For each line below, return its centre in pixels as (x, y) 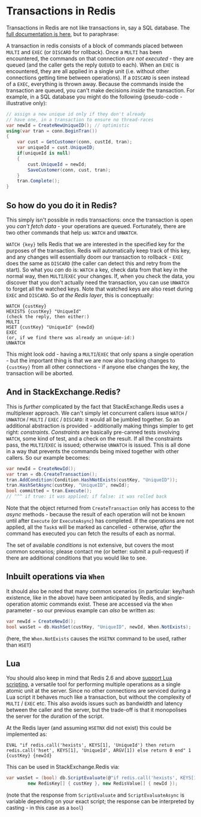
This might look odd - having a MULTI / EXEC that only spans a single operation (100, 354)
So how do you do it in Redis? (62, 205)
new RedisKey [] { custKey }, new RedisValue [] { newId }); (103, 784)
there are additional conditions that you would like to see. (77, 558)
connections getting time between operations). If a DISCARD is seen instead (98, 77)
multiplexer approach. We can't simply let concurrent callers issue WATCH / (97, 413)
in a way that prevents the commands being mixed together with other (93, 451)
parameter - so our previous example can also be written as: (81, 610)
